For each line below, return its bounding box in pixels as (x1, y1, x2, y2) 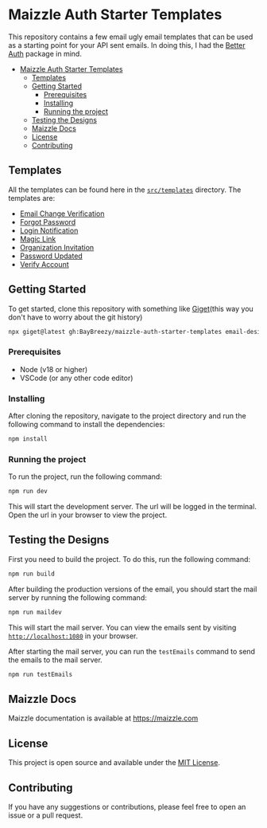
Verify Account (19, 259, 69, 269)
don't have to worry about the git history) (8, 312, 143, 322)
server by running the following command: (8, 592, 147, 602)
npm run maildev (8, 608, 62, 616)
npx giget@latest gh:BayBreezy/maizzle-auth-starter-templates (8, 328, 222, 336)
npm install (8, 435, 48, 443)
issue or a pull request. (8, 810, 83, 820)
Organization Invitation (19, 242, 95, 252)
